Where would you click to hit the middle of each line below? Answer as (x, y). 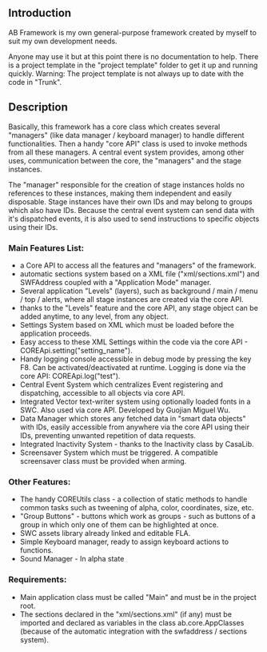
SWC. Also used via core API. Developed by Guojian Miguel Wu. (125, 410)
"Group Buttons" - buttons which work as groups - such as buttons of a (137, 517)
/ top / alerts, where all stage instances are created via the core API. (132, 299)
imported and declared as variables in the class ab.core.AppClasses (132, 622)
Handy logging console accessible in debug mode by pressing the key (135, 359)
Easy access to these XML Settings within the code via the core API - (133, 342)
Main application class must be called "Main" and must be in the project (138, 597)
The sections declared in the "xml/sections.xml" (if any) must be (126, 614)
